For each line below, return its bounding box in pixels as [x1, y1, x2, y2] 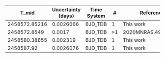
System [86, 12, 106, 19]
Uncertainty [52, 6, 81, 13]
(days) [58, 12, 75, 19]
